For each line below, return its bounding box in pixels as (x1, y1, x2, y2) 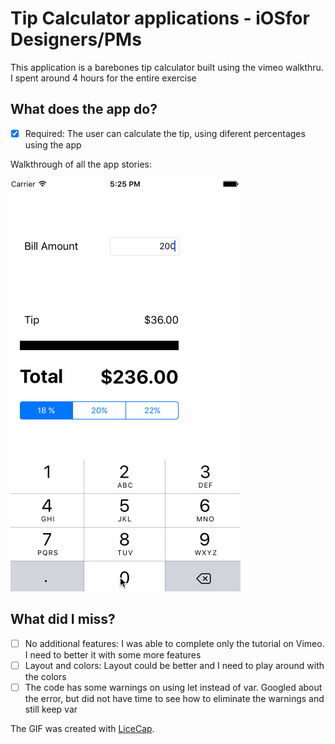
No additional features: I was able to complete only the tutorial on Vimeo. (24, 637, 325, 649)
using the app (24, 138, 82, 151)
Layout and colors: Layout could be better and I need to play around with (24, 659, 325, 671)
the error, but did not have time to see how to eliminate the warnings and (24, 692, 325, 704)
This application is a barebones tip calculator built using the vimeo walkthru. (10, 61, 324, 73)
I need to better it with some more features (24, 648, 202, 661)
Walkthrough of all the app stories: (10, 158, 152, 170)
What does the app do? (10, 101, 158, 118)
